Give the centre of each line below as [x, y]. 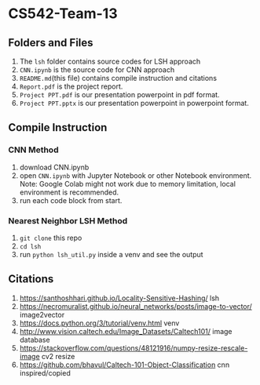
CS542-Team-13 [63, 14]
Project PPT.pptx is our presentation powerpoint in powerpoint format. [134, 103]
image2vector [42, 314]
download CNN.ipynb [54, 167]
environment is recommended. [69, 192]
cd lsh [30, 247]
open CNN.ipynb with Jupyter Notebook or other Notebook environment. [135, 175]
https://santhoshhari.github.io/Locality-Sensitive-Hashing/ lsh [119, 298]
